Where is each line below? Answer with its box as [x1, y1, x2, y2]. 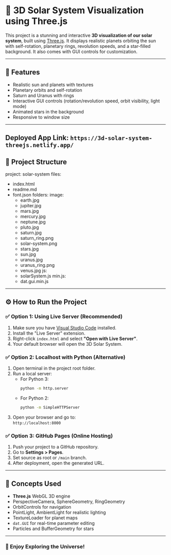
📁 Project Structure [5, 157, 67, 166]
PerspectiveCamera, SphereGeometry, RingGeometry [12, 498, 126, 505]
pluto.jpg [20, 224, 39, 230]
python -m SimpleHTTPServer [20, 405, 80, 410]
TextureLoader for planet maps [12, 514, 78, 521]
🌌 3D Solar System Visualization [5, 5, 144, 16]
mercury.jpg [20, 213, 46, 219]
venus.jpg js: [20, 267, 47, 273]
